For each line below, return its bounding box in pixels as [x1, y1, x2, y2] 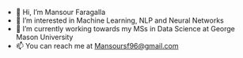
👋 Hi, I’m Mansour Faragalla [15, 8, 106, 16]
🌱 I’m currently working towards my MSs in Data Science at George [15, 24, 236, 33]
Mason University [15, 32, 74, 42]
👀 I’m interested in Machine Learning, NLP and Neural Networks [15, 16, 224, 25]
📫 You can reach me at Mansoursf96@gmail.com [15, 42, 179, 50]
